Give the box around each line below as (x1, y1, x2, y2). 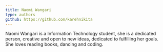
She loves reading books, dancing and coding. (5, 41, 104, 47)
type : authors (5, 12, 36, 17)
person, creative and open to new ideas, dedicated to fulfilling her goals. (5, 36, 159, 42)
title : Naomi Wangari (5, 7, 52, 13)
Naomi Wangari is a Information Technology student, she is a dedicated (5, 31, 156, 37)
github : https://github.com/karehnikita (5, 17, 93, 22)
